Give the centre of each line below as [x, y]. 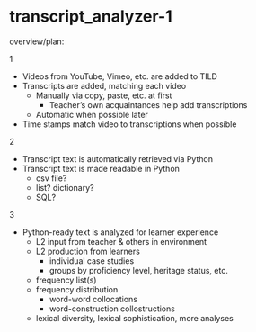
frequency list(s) [66, 280]
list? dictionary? [65, 187]
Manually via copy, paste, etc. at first [104, 95]
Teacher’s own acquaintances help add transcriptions [148, 104]
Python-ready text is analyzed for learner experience [120, 232]
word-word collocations [93, 299]
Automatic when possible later [92, 114]
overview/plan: [37, 41]
